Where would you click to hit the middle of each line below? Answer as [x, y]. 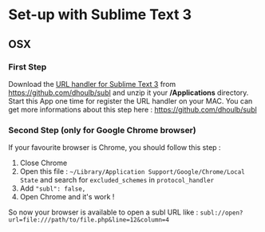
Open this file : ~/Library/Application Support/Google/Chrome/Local [132, 171]
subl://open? [221, 213]
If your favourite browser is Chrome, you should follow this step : [115, 147]
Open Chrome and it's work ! [67, 197]
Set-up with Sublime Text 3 [100, 15]
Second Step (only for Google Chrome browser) [103, 130]
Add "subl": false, [53, 188]
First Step [28, 67]
